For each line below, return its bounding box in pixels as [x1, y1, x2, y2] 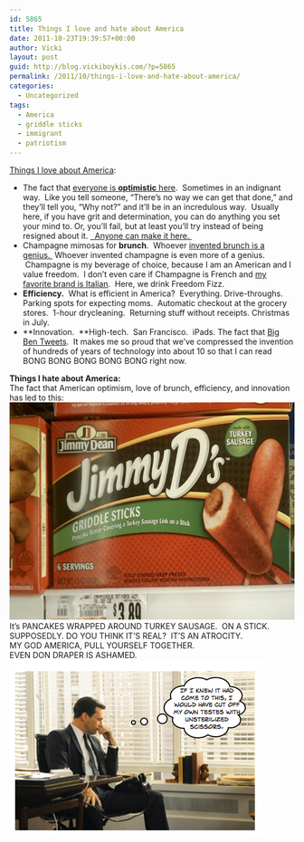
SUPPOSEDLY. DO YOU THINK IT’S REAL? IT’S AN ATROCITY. [9, 630, 243, 641]
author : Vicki [9, 43, 63, 53]
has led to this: [9, 392, 64, 403]
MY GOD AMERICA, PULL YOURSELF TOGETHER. [9, 640, 195, 651]
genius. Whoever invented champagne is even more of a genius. [22, 250, 265, 260]
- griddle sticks [17, 120, 83, 129]
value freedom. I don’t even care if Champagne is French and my [22, 269, 267, 280]
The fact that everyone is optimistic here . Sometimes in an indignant [22, 182, 281, 193]
